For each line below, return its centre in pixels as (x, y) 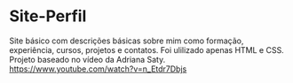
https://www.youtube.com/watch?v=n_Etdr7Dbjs (98, 69)
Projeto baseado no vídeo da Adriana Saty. (87, 59)
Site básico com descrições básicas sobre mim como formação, (127, 41)
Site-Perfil (48, 16)
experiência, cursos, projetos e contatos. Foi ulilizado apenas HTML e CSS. (146, 49)
